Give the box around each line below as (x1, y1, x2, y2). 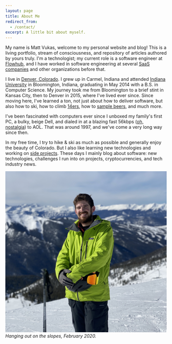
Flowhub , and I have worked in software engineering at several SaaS (5, 61, 150, 67)
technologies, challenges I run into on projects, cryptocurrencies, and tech (5, 156, 163, 162)
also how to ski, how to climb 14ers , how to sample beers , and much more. (5, 103, 163, 109)
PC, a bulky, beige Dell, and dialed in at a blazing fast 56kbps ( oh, (5, 119, 144, 125)
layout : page (5, 8, 33, 13)
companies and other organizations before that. (5, 66, 106, 73)
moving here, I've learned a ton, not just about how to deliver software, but (5, 98, 163, 104)
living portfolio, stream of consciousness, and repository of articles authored (5, 50, 167, 56)
